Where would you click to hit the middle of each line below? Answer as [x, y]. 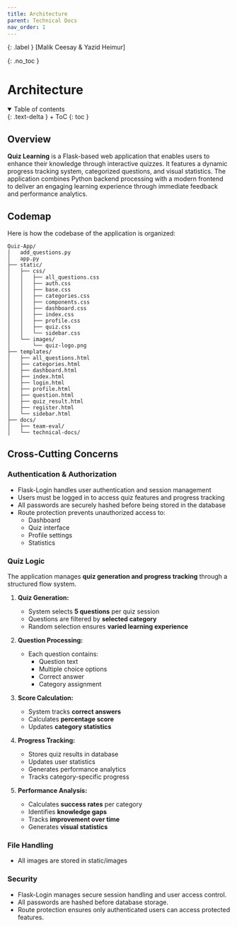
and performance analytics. [47, 194]
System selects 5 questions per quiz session [94, 611]
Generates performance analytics [77, 769]
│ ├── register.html [41, 407]
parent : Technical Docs [42, 21]
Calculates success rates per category [85, 804]
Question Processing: [50, 640]
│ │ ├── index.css [41, 314]
